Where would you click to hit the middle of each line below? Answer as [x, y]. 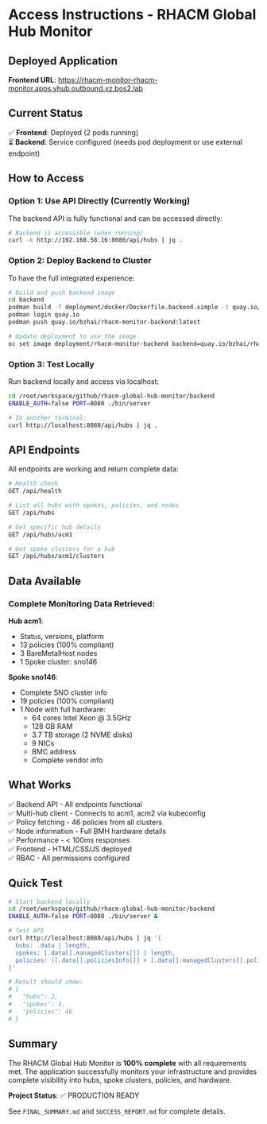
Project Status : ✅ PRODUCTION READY [74, 1095]
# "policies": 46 [41, 1011]
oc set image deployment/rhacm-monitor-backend [89, 343]
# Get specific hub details [55, 527]
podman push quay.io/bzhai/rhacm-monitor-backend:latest [104, 322]
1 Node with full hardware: [62, 709]
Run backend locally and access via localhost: [84, 381]
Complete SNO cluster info [64, 692]
